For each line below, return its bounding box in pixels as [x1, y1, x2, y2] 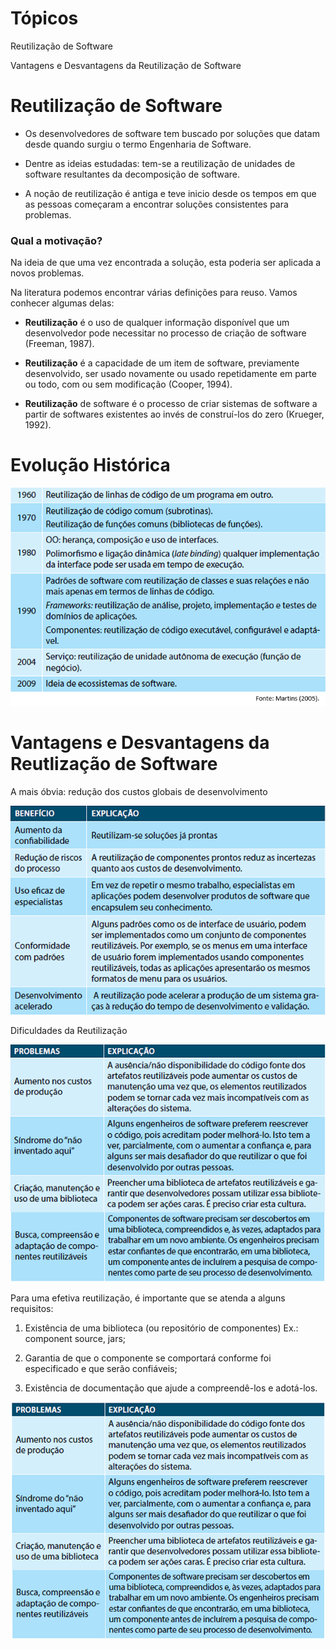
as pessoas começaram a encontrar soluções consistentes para [24, 198, 289, 210]
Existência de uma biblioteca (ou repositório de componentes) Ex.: [24, 1322, 299, 1334]
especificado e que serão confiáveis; [24, 1363, 178, 1375]
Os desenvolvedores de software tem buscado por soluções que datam [24, 127, 320, 139]
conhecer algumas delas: [10, 297, 115, 309]
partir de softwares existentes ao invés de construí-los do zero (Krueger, [24, 408, 325, 421]
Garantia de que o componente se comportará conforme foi [24, 1352, 272, 1364]
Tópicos [10, 7, 79, 30]
